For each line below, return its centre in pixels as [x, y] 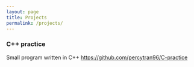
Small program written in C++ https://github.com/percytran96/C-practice [97, 57]
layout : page [23, 12]
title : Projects [27, 18]
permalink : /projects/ [35, 23]
